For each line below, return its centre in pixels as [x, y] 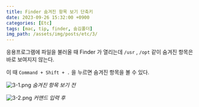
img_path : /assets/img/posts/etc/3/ [52, 34]
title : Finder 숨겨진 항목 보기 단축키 [50, 12]
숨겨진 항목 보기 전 [54, 85]
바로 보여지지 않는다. [30, 60]
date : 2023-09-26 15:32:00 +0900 [48, 17]
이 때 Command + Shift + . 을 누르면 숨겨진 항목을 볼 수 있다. [78, 72]
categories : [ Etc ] [29, 23]
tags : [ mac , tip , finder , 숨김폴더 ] [49, 29]
